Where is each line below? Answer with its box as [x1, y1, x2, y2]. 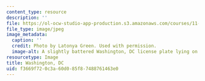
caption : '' [12, 37, 43, 43]
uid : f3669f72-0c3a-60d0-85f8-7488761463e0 [6, 65, 119, 72]
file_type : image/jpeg [6, 26, 64, 32]
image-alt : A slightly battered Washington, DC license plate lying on [12, 49, 198, 55]
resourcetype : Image [6, 54, 59, 60]
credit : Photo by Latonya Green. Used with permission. [12, 43, 157, 49]
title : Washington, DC [6, 60, 64, 66]
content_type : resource [6, 9, 67, 15]
